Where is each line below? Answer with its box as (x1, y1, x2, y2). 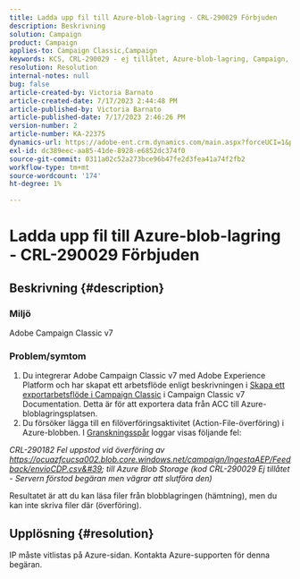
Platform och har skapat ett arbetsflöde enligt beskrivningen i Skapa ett (21, 379, 286, 390)
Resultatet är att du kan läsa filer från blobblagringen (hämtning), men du (9, 490, 278, 501)
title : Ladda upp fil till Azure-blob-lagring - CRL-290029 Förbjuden (9, 13, 278, 22)
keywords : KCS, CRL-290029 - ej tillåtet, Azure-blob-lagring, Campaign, (9, 55, 290, 64)
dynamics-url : (9, 138, 62, 147)
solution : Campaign (9, 30, 82, 38)
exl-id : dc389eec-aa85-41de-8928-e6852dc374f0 (9, 146, 186, 155)
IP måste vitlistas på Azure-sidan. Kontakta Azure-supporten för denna (9, 549, 271, 560)
